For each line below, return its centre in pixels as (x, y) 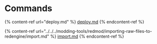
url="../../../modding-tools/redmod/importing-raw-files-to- (94, 31)
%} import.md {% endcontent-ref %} (87, 36)
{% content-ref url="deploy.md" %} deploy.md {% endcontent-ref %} (74, 22)
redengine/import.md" (27, 36)
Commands (29, 8)
